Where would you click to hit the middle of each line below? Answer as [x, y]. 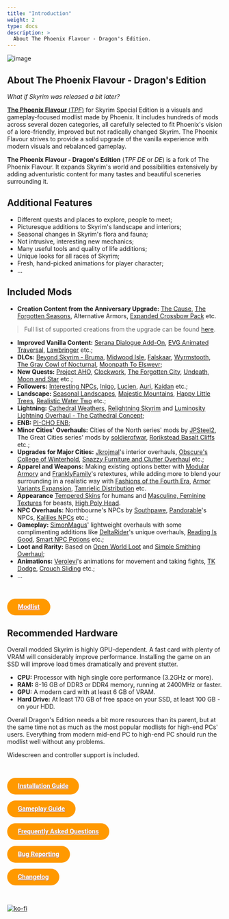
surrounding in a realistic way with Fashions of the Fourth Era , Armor [113, 481]
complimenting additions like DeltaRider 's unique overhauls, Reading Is [117, 532]
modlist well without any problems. [56, 742]
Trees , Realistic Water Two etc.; [62, 401]
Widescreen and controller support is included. [73, 755]
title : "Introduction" [39, 13]
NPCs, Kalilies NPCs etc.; [53, 517]
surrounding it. [28, 181]
